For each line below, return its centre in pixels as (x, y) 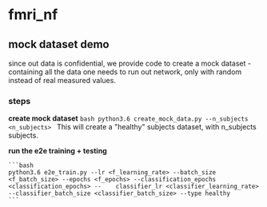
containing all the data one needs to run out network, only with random (125, 72)
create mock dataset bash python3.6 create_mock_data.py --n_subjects (128, 118)
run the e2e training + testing (58, 151)
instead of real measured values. (62, 80)
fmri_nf (33, 15)
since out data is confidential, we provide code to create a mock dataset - (130, 63)
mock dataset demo (59, 44)
